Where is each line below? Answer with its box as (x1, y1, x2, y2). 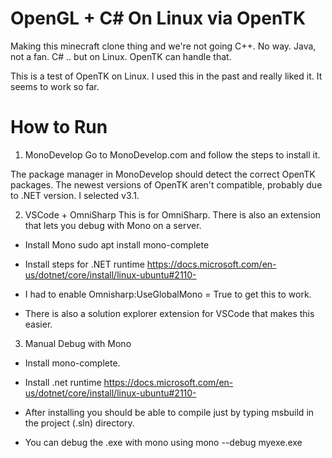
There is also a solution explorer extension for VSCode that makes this (24, 307, 315, 319)
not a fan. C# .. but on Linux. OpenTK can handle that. (10, 50, 232, 62)
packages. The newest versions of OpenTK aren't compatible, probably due (10, 178, 323, 191)
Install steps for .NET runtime (24, 258, 145, 270)
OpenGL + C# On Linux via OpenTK (10, 7, 307, 30)
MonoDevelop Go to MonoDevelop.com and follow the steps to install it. (24, 148, 321, 161)
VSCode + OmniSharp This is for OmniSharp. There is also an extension (24, 208, 322, 221)
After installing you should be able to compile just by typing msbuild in (24, 406, 315, 418)
